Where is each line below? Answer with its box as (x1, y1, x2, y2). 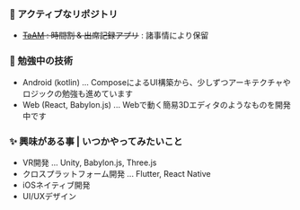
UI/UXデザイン (22, 190, 76, 201)
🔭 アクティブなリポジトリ (9, 7, 119, 20)
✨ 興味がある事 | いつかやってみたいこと (9, 135, 183, 147)
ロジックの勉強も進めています (22, 88, 133, 99)
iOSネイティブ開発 (22, 179, 91, 190)
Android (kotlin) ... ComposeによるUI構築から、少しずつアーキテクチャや (22, 76, 292, 87)
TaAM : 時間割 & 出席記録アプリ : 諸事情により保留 (22, 30, 209, 41)
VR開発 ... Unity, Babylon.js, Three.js (22, 157, 157, 168)
